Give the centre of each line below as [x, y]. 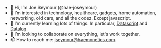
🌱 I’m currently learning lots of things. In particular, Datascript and [79, 23]
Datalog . [19, 29]
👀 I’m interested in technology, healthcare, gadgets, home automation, [83, 13]
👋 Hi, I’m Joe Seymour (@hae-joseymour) [53, 8]
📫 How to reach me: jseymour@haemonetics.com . [63, 40]
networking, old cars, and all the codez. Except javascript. [70, 18]
